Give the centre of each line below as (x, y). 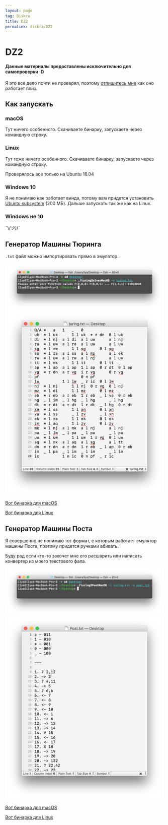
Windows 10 (21, 187)
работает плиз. (21, 88)
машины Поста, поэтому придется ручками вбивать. (62, 546)
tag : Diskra (18, 16)
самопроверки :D (25, 72)
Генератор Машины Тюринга (53, 244)
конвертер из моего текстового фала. (46, 561)
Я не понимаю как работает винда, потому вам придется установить (80, 198)
